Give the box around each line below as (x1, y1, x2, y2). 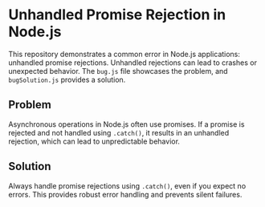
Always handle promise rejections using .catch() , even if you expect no (8, 181, 247, 190)
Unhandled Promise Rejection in (8, 6, 226, 24)
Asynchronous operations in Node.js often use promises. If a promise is (8, 119, 245, 129)
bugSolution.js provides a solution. (8, 75, 126, 84)
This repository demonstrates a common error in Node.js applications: (8, 49, 241, 59)
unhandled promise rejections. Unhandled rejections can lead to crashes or (8, 58, 257, 67)
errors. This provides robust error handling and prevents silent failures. (8, 189, 243, 199)
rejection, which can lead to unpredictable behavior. (8, 136, 181, 146)
